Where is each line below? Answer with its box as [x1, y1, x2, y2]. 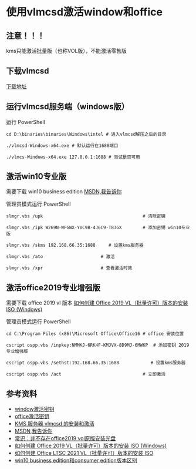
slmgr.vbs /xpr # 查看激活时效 [6, 265, 133, 271]
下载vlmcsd [6, 66, 49, 76]
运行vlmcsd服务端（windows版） [6, 102, 129, 112]
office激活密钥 [14, 413, 50, 420]
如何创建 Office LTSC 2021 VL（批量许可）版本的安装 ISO [14, 450, 154, 457]
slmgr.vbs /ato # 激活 [6, 254, 115, 260]
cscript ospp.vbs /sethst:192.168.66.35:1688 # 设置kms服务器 [6, 360, 186, 366]
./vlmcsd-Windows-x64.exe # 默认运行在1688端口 [6, 142, 119, 149]
